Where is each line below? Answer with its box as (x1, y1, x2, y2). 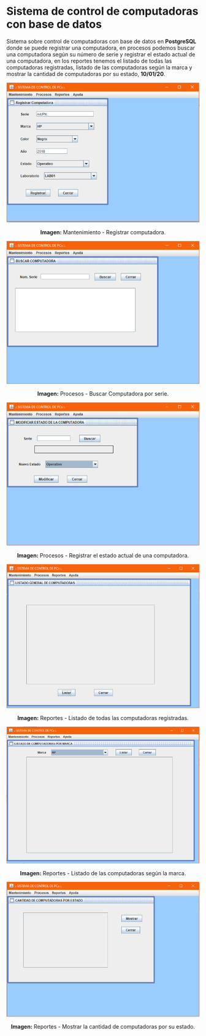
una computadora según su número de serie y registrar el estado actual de (6, 50, 196, 58)
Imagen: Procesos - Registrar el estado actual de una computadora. (17, 552, 189, 559)
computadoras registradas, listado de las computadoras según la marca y (6, 63, 193, 71)
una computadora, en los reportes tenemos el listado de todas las (6, 57, 172, 64)
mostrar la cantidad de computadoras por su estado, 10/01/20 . (6, 70, 166, 77)
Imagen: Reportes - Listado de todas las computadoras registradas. (17, 714, 189, 721)
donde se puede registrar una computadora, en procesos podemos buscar (6, 44, 195, 52)
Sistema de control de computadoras (6, 4, 199, 18)
